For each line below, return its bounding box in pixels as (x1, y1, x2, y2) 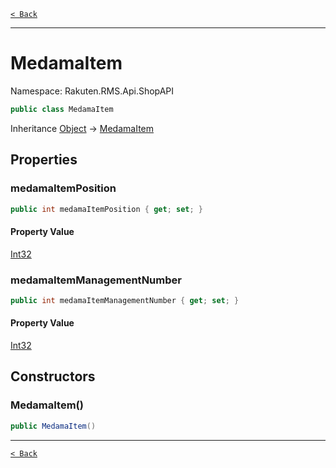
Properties (10, 151, 78, 169)
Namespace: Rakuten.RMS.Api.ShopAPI (10, 85, 175, 97)
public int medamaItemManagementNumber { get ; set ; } (10, 295, 240, 305)
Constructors (10, 368, 96, 385)
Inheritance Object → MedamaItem (10, 122, 155, 134)
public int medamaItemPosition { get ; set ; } (10, 204, 203, 214)
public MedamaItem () (10, 421, 97, 431)
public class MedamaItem (10, 104, 114, 114)
